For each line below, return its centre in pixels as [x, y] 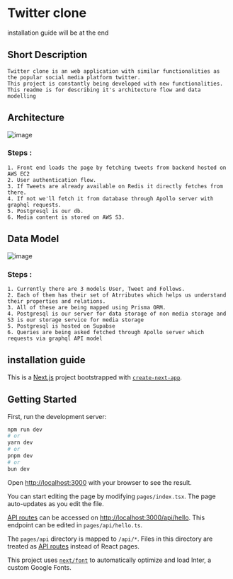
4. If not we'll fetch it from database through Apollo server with [110, 199]
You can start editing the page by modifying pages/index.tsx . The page [112, 496]
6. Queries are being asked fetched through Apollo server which [106, 332]
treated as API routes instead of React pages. [73, 546]
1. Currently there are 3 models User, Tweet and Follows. [96, 289]
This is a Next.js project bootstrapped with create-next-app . [95, 377]
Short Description [47, 55]
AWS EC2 [19, 174]
